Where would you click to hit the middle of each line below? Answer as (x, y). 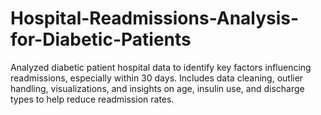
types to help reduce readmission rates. (92, 99)
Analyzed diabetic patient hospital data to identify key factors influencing (161, 67)
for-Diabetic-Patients (101, 39)
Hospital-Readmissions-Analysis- (155, 18)
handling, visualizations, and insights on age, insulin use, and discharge (157, 88)
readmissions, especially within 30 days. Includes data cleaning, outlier (157, 78)
